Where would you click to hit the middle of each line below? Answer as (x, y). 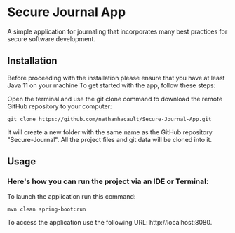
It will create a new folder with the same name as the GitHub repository (110, 132)
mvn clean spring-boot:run (47, 210)
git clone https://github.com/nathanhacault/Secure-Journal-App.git (109, 119)
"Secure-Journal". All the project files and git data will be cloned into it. (110, 139)
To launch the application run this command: (72, 197)
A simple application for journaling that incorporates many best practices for (117, 31)
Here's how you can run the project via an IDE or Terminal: (108, 181)
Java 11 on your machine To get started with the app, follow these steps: (112, 85)
